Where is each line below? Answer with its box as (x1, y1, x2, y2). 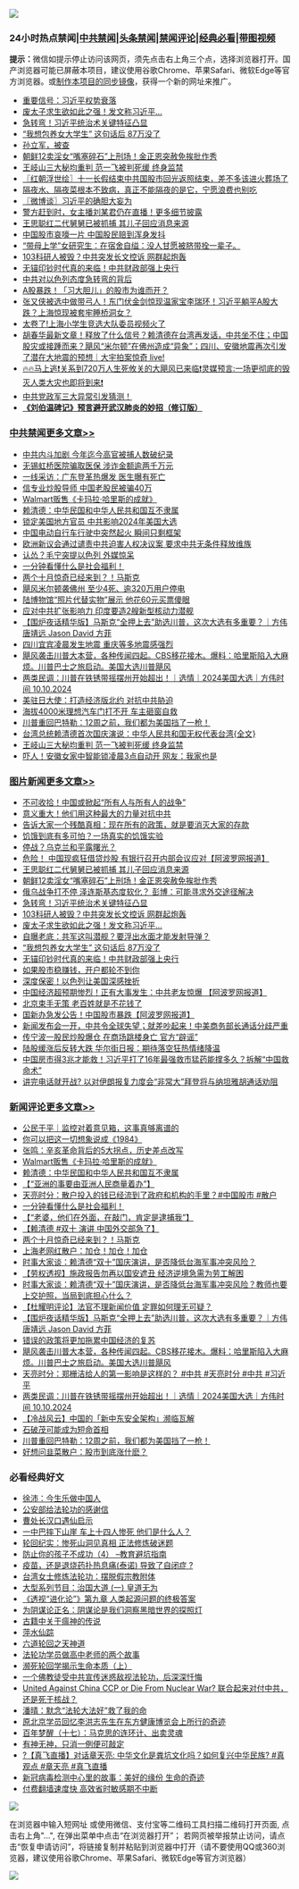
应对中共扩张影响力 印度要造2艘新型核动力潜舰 (21, 605, 195, 616)
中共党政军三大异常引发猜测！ (21, 391, 132, 402)
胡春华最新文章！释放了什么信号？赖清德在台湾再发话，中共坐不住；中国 (21, 330, 288, 340)
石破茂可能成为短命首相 (21, 1424, 109, 1435)
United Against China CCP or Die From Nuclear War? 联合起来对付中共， (21, 1683, 288, 1693)
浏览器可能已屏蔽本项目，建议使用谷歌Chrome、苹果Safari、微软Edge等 (16, 65, 283, 76)
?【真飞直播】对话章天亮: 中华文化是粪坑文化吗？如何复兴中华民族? (21, 1750, 270, 1760)
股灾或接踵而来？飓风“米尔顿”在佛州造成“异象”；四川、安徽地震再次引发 (21, 340, 287, 352)
